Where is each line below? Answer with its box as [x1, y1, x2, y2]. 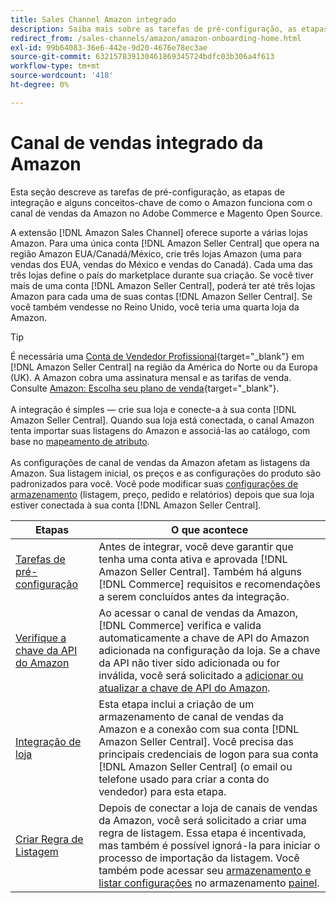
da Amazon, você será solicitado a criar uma [98, 813, 307, 827]
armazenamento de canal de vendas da [98, 709, 285, 723]
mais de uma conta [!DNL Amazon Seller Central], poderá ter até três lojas [10, 279, 316, 291]
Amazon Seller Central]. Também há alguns [98, 564, 302, 578]
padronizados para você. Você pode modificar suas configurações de [10, 477, 299, 490]
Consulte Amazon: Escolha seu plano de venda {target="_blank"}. [10, 382, 280, 394]
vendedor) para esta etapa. [98, 784, 227, 798]
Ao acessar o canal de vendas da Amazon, [98, 606, 299, 620]
